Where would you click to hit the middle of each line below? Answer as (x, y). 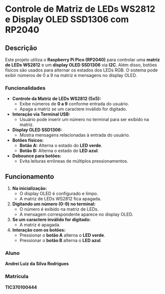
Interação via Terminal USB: (41, 114)
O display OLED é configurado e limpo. (59, 194)
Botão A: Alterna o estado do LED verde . (61, 146)
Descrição (21, 48)
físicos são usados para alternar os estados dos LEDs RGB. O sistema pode (82, 70)
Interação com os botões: (39, 230)
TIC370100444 (21, 287)
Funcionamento (30, 177)
